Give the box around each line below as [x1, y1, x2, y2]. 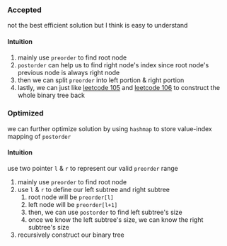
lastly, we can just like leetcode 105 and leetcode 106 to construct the [17, 83, 221, 91]
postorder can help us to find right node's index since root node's [17, 60, 209, 69]
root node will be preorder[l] [28, 193, 115, 201]
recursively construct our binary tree [17, 230, 125, 239]
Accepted [7, 5, 42, 15]
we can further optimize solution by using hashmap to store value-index [7, 124, 212, 133]
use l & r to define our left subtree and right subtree [17, 186, 170, 194]
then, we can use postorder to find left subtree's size [28, 208, 182, 216]
